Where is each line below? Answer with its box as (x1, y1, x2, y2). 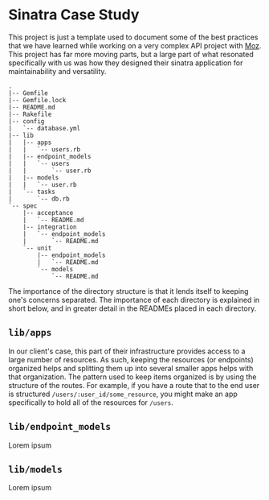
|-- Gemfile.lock (8, 96, 67, 104)
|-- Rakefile (8, 110, 52, 118)
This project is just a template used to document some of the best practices (8, 32, 259, 42)
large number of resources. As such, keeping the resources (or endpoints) (8, 354, 255, 364)
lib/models (8, 463, 63, 475)
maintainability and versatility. (8, 66, 107, 76)
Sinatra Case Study (8, 6, 140, 24)
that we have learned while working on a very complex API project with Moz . (8, 40, 262, 50)
